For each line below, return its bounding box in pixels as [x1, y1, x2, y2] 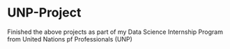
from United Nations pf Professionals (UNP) [7, 35, 132, 43]
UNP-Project [7, 5, 82, 21]
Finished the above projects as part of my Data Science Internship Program [7, 28, 223, 36]
